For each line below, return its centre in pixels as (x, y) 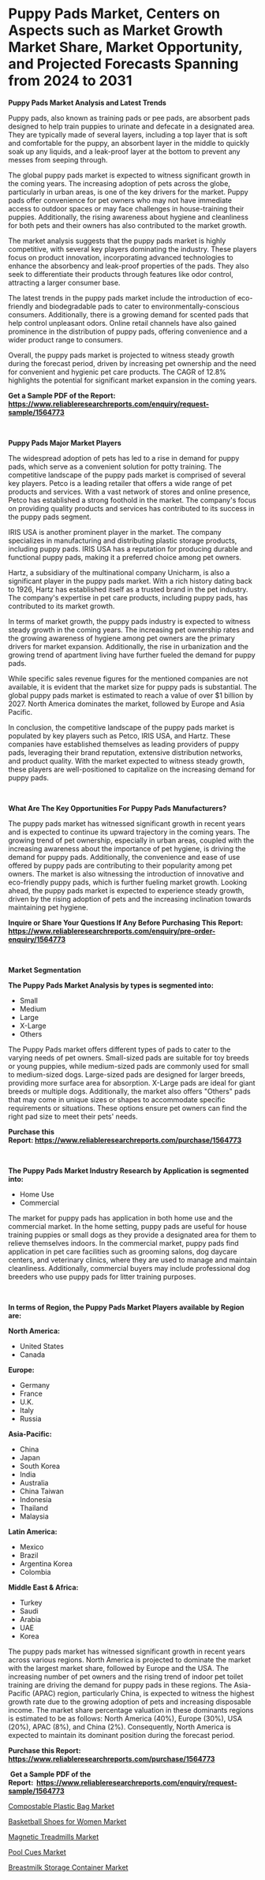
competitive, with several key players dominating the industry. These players (132, 249)
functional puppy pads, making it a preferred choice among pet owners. (125, 557)
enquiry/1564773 (37, 939)
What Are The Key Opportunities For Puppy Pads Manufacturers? (118, 808)
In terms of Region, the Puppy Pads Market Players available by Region (126, 1307)
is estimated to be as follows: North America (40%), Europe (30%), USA (125, 1718)
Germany (34, 1385)
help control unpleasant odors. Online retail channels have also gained (122, 323)
